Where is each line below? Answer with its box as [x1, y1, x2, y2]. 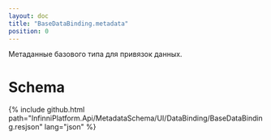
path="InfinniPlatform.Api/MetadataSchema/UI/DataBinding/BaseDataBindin [8, 113, 264, 123]
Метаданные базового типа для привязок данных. [8, 50, 183, 59]
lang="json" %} [44, 122, 97, 132]
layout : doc [8, 11, 49, 20]
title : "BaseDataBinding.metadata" [8, 20, 129, 28]
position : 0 [8, 27, 49, 35]
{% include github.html [8, 105, 85, 115]
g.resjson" [8, 122, 43, 132]
